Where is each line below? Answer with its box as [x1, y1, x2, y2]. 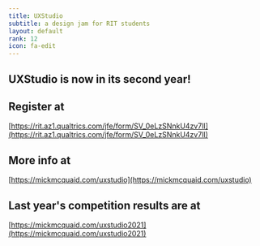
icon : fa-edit [8, 42, 57, 50]
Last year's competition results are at [8, 198, 201, 212]
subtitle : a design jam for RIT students [8, 19, 151, 28]
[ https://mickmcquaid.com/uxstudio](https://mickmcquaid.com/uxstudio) [8, 175, 253, 185]
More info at [8, 153, 71, 167]
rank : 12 [8, 34, 38, 43]
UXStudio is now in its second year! [8, 72, 192, 86]
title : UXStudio [8, 11, 63, 20]
